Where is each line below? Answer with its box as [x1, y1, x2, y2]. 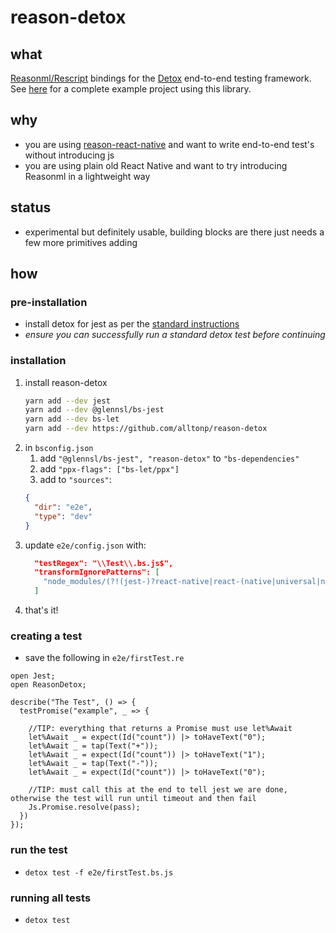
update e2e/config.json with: [24, 539, 147, 551]
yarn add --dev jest [24, 396, 111, 406]
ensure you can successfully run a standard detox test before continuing [24, 329, 326, 341]
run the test [10, 843, 68, 857]
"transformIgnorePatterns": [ [34, 567, 160, 578]
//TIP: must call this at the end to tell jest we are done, [28, 785, 288, 795]
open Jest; [10, 671, 56, 681]
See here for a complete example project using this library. [10, 83, 252, 95]
